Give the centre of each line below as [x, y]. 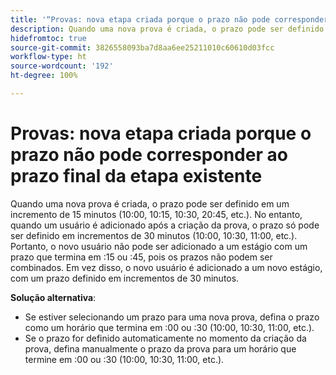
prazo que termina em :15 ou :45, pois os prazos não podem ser [141, 257]
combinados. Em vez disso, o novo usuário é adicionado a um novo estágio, [166, 267]
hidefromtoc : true [48, 38]
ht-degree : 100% [44, 76]
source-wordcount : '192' [62, 66]
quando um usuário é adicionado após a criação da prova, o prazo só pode [165, 225]
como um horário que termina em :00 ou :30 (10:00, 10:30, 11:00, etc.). [169, 327]
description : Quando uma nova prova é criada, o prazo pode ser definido [167, 29]
